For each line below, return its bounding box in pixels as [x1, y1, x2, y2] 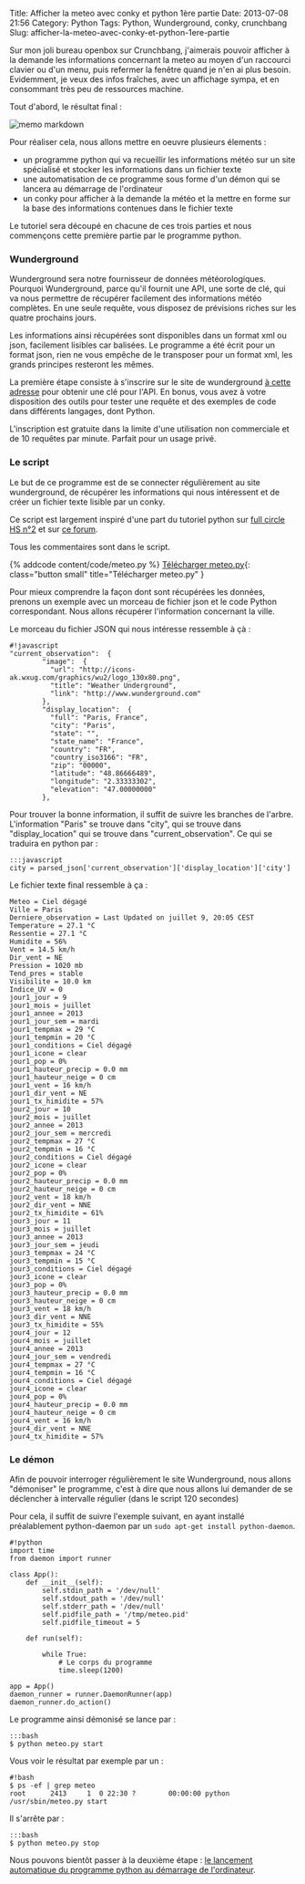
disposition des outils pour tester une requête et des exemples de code [9, 396, 277, 407]
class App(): [9, 1569, 59, 1579]
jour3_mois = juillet [9, 1224, 92, 1233]
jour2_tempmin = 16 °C [9, 1144, 96, 1153]
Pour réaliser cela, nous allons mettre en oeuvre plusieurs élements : [9, 137, 267, 147]
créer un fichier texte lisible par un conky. [9, 496, 166, 507]
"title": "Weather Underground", [49, 681, 178, 690]
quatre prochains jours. [9, 312, 97, 323]
